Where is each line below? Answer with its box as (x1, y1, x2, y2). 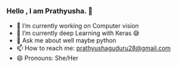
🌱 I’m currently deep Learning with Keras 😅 (16, 29, 140, 37)
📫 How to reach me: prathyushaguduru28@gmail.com (16, 44, 171, 52)
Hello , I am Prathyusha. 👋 (6, 6, 93, 16)
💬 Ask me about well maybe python (16, 36, 117, 45)
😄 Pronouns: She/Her (16, 54, 79, 63)
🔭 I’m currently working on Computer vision (16, 22, 140, 30)
